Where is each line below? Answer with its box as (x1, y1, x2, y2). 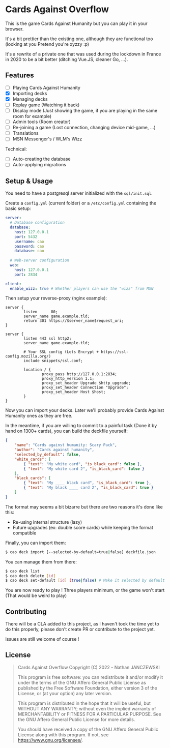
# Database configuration (10, 220, 65, 225)
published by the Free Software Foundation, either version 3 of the (17, 685, 157, 691)
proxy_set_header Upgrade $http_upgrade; (41, 380, 131, 386)
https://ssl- (101, 349, 129, 354)
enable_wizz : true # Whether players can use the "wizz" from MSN (10, 286, 154, 291)
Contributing (5, 607, 47, 616)
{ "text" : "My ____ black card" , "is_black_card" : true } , (23, 481, 152, 486)
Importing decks (12, 90, 47, 96)
